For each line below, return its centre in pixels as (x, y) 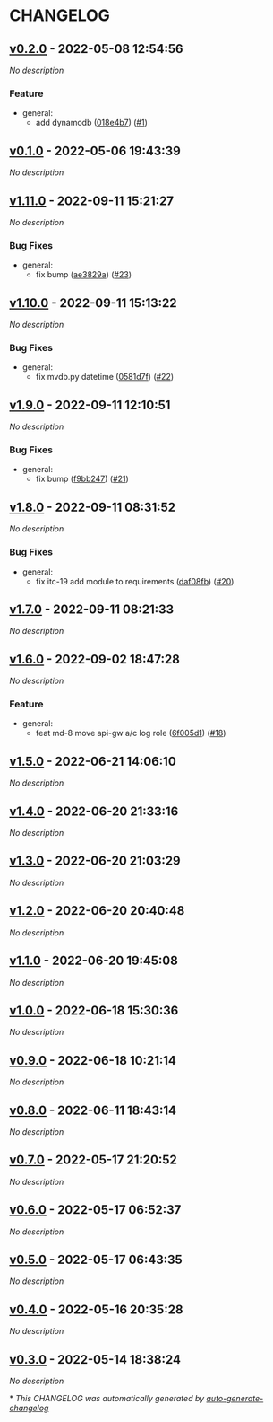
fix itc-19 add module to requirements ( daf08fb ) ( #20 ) (135, 581)
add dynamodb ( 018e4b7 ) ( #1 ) (91, 123)
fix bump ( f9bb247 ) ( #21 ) (82, 479)
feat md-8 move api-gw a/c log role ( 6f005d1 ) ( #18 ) (131, 733)
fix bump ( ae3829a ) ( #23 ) (84, 275)
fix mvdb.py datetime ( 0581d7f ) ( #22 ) (105, 377)
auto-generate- (235, 1399)
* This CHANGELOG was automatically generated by (107, 1399)
